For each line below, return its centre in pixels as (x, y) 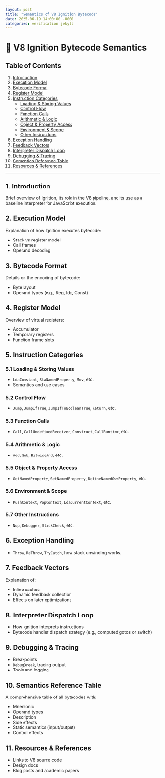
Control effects (28, 733)
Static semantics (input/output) (44, 727)
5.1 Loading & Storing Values (40, 369)
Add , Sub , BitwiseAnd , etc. (38, 455)
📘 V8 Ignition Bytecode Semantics (76, 48)
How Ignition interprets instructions (48, 627)
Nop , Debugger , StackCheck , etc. (43, 525)
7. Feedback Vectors (37, 568)
